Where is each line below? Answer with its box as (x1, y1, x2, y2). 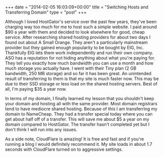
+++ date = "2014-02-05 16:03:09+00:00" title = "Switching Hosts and (5, 4, 148, 10)
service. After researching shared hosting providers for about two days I (5, 34, 151, 40)
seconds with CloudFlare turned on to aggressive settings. (5, 146, 123, 152)
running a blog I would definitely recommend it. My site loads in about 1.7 (5, 141, 153, 147)
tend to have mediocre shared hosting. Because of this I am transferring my (5, 106, 158, 112)
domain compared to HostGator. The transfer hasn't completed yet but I (5, 121, 150, 127)
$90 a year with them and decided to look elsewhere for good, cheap (5, 29, 145, 35)
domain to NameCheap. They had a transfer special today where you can (5, 111, 153, 117)
